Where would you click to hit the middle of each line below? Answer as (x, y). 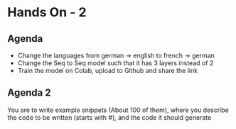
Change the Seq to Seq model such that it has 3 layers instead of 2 (116, 63)
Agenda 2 (29, 93)
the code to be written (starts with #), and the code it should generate (109, 117)
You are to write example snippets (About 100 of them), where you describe (118, 110)
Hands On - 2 (47, 12)
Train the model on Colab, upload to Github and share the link (107, 71)
